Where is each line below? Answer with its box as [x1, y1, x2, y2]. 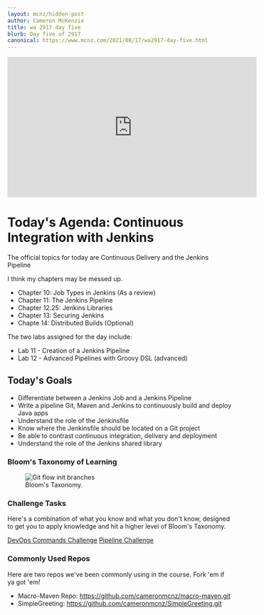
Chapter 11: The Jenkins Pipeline [17, 296, 113, 305]
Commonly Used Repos [7, 554, 90, 564]
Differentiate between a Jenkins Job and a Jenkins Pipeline [17, 393, 192, 402]
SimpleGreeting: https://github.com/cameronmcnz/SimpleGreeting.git [17, 599, 222, 607]
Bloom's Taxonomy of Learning [7, 457, 117, 467]
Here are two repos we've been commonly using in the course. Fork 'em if [7, 570, 225, 579]
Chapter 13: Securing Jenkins [17, 311, 105, 320]
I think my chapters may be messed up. [7, 275, 123, 283]
